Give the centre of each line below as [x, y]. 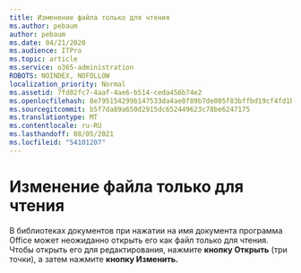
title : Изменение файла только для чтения [90, 17]
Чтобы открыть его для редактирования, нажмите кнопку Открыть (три [149, 249]
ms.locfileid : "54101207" [57, 142]
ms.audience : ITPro [46, 51]
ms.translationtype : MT [54, 117]
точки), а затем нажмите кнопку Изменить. [94, 259]
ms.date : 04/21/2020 [48, 43]
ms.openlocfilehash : [48, 101]
